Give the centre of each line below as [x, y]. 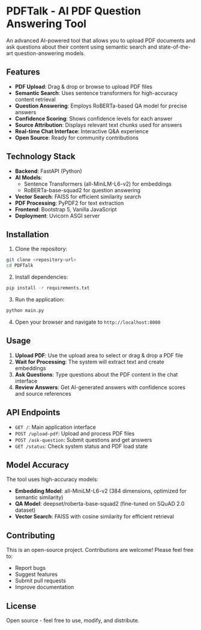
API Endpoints [33, 413]
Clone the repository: [41, 249]
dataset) [25, 510]
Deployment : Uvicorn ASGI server [57, 216]
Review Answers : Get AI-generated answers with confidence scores [100, 387]
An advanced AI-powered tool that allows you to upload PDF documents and [101, 40]
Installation [28, 235]
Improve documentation [44, 587]
